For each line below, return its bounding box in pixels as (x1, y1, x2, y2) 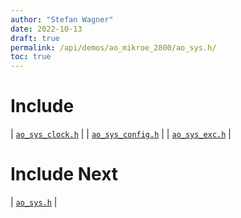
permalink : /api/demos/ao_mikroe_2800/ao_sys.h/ (10, 42, 217, 53)
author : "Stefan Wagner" (10, 14, 114, 25)
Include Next (10, 163, 119, 186)
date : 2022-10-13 (10, 24, 83, 34)
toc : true (10, 52, 52, 62)
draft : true (10, 33, 60, 43)
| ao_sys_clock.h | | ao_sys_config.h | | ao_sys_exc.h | (10, 128, 232, 140)
